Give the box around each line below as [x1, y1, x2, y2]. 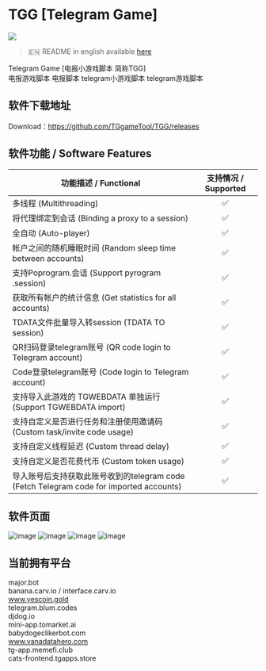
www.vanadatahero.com [8, 637, 89, 646]
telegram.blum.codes [8, 603, 78, 612]
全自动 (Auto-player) [12, 228, 90, 239]
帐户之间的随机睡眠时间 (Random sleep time [12, 242, 177, 253]
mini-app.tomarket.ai [8, 620, 77, 630]
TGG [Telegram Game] [8, 6, 158, 24]
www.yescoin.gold [8, 595, 69, 604]
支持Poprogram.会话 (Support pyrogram [12, 267, 161, 278]
